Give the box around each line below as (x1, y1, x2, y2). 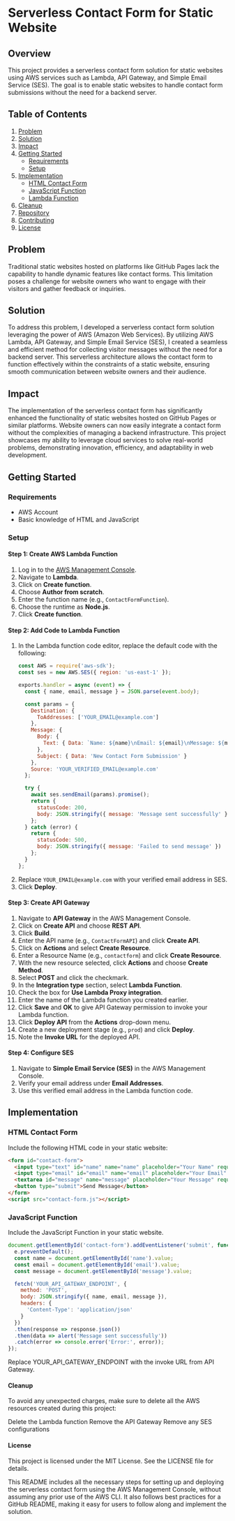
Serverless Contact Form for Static (8, 5, 213, 21)
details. (8, 1464, 29, 1472)
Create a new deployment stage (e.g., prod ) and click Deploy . (17, 1025, 195, 1034)
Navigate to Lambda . (17, 573, 79, 581)
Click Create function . (17, 610, 83, 618)
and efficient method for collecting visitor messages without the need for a (8, 346, 222, 354)
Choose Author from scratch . (17, 588, 105, 596)
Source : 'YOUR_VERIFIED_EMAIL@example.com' (31, 766, 159, 773)
